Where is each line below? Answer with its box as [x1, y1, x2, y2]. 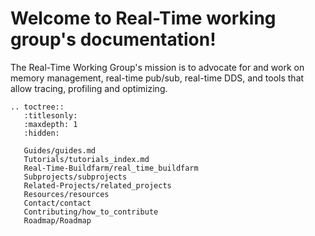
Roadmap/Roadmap [23, 215, 92, 226]
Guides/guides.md [23, 145, 97, 156]
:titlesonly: [23, 110, 78, 121]
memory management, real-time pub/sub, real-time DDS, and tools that [10, 72, 305, 84]
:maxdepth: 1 [23, 119, 78, 129]
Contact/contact [23, 198, 92, 208]
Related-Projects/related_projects [23, 180, 172, 191]
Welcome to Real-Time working [10, 7, 277, 30]
